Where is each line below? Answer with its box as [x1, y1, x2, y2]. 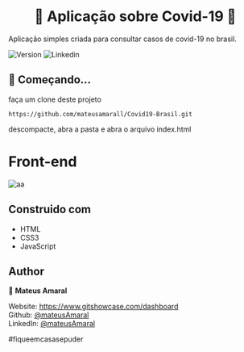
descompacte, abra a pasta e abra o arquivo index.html [8, 124, 192, 134]
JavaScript [19, 241, 56, 251]
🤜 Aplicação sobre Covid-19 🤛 [34, 7, 237, 26]
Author [8, 264, 44, 278]
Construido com [8, 203, 91, 216]
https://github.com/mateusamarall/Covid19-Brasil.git [8, 110, 193, 118]
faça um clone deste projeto [8, 94, 102, 104]
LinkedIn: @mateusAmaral [8, 319, 95, 329]
